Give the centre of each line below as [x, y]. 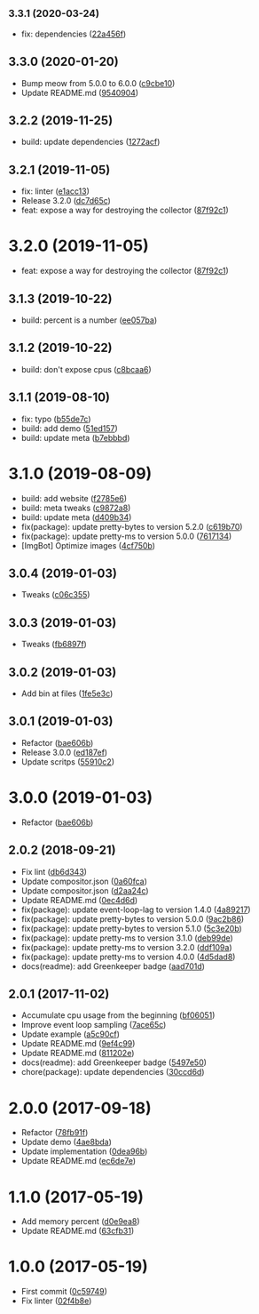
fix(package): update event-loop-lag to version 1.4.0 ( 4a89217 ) [136, 909]
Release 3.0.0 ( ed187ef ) [64, 752]
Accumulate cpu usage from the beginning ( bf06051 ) [118, 1015]
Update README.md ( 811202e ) [78, 1054]
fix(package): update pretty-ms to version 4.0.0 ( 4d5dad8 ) [128, 957]
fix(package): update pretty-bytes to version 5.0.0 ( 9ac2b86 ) [133, 918]
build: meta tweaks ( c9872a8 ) [76, 508]
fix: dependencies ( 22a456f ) [73, 34]
